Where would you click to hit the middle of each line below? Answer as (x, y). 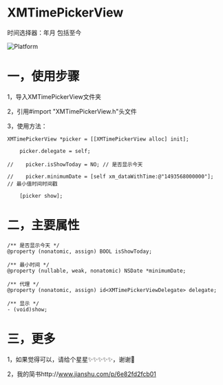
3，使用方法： (27, 126)
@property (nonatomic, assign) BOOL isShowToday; (80, 251)
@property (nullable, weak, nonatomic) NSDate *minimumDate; (97, 271)
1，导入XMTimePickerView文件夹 (54, 96)
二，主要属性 (44, 226)
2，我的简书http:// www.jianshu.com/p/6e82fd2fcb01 (82, 374)
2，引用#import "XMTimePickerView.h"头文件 (72, 111)
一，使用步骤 (44, 76)
